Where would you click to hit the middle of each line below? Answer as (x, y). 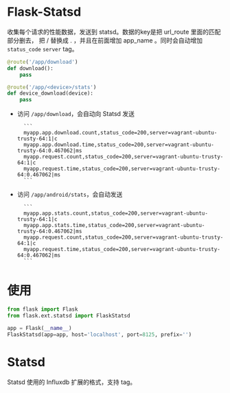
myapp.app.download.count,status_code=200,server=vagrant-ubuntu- (120, 133)
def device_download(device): (50, 93)
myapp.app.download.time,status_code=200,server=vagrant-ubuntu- (119, 145)
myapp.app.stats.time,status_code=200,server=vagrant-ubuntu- (114, 226)
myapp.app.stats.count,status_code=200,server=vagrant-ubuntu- (116, 213)
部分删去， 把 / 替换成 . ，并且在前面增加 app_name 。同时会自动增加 (105, 40)
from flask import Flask (43, 309)
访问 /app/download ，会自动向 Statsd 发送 (76, 114)
